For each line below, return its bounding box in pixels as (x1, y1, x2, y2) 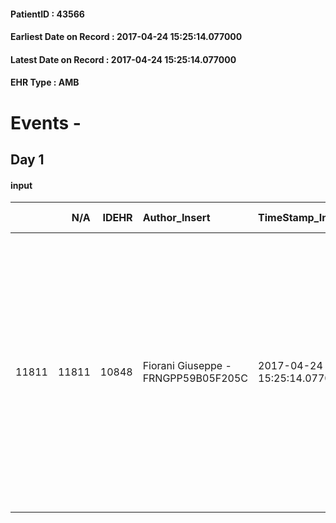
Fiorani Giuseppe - (142, 359, 232, 373)
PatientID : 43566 (10, 8, 85, 20)
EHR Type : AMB (10, 76, 80, 89)
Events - (10, 111, 82, 134)
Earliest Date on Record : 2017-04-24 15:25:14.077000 (10, 31, 243, 43)
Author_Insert (142, 211, 211, 225)
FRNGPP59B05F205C (142, 371, 249, 385)
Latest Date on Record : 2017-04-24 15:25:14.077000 (10, 53, 237, 65)
